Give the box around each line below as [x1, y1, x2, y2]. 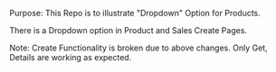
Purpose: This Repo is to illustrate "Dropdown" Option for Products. [9, 8, 261, 18]
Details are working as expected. [9, 52, 132, 62]
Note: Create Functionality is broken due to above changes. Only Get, [9, 42, 269, 53]
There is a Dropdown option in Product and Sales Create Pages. [9, 25, 247, 35]
